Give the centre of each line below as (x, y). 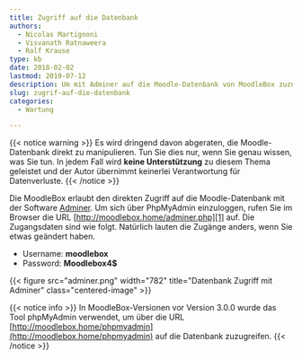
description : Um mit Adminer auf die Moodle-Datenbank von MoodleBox (142, 84)
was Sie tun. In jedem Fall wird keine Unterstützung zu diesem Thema (140, 162)
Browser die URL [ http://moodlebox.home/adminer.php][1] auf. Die (132, 217)
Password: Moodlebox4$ (70, 263)
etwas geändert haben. (53, 236)
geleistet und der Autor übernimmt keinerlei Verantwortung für (125, 171)
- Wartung (36, 109)
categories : (31, 101)
